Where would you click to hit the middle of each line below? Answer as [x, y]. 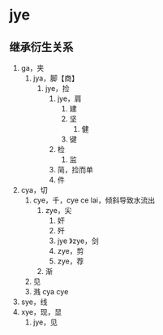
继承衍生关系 [41, 47]
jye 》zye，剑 [78, 241]
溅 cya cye [51, 291]
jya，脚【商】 [56, 78]
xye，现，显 [41, 312]
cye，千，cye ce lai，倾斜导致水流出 [94, 200]
